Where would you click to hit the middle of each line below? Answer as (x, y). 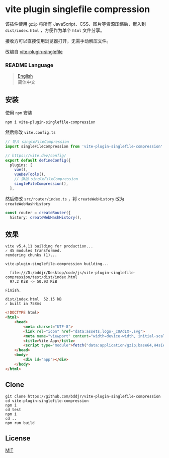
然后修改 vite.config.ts (31, 132)
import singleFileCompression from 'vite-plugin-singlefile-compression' (84, 146)
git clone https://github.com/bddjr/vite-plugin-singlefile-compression (83, 396)
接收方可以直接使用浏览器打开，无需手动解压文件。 (58, 41)
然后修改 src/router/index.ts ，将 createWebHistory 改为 (65, 198)
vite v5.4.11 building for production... (49, 246)
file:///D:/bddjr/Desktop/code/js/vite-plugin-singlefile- (73, 273)
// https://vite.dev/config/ (36, 156)
